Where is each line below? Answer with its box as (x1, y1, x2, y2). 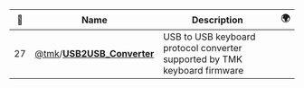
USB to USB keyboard (162, 31, 256, 43)
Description (191, 13, 243, 26)
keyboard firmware (162, 65, 244, 76)
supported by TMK (162, 53, 242, 66)
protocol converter (162, 42, 242, 54)
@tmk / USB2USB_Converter (34, 48, 155, 59)
